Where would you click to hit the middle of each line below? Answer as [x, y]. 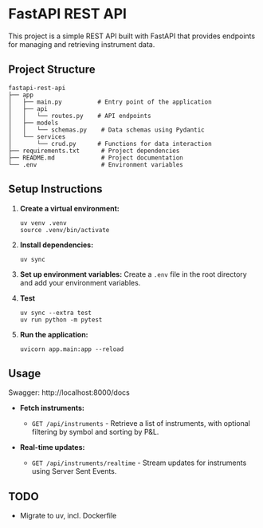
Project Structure [52, 70]
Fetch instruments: [52, 408]
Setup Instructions [55, 189]
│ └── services [37, 136]
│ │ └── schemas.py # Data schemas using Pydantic [106, 130]
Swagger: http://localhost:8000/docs [69, 392]
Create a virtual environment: [69, 208]
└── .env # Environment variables [96, 164]
